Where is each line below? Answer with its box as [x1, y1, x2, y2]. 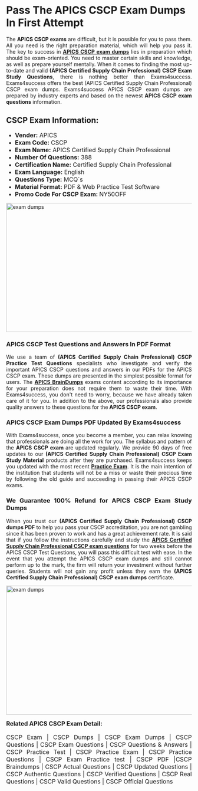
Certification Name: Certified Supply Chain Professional [14, 160, 172, 169]
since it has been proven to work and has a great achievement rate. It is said [6, 530, 192, 537]
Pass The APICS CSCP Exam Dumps [6, 4, 186, 17]
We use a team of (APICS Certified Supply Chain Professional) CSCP [6, 353, 192, 360]
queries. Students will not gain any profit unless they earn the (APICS [6, 567, 192, 575]
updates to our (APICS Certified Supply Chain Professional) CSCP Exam [6, 451, 192, 458]
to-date [6, 67, 25, 74]
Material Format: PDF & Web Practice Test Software [14, 182, 160, 191]
